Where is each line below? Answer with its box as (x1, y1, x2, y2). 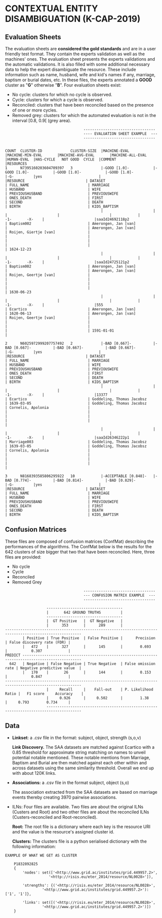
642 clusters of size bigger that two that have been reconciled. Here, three (5, 549, 155, 555)
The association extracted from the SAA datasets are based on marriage (12, 789, 158, 795)
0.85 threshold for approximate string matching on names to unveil (12, 749, 146, 755)
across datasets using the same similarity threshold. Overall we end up (12, 765, 154, 771)
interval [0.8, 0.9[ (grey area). (12, 118, 72, 123)
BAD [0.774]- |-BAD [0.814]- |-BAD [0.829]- (5, 478, 136, 483)
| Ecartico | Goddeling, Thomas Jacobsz (5, 397, 147, 402)
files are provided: (5, 554, 41, 560)
